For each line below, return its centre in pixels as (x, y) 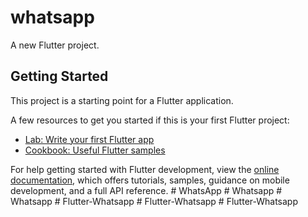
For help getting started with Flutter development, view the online (145, 169)
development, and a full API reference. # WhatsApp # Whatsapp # (146, 190)
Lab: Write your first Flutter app (89, 139)
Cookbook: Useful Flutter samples (95, 150)
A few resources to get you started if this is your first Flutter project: (150, 120)
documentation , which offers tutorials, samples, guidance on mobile (150, 180)
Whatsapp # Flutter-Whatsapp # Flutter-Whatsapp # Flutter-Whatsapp (154, 201)
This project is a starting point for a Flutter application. (122, 100)
